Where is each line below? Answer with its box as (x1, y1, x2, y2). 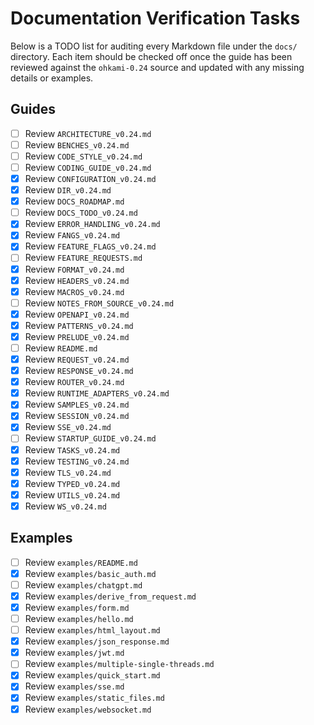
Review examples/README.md (24, 556, 138, 568)
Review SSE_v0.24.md (24, 421, 112, 433)
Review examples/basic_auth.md (24, 567, 157, 579)
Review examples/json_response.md (24, 635, 170, 647)
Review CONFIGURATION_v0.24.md (24, 173, 157, 184)
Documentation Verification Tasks (10, 7, 301, 30)
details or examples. (10, 72, 94, 84)
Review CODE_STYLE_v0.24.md (24, 150, 143, 162)
